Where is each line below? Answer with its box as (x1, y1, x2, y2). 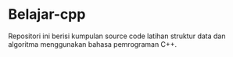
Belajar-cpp (8, 5, 86, 23)
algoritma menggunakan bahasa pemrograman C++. (8, 39, 177, 48)
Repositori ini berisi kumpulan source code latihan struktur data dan (8, 31, 226, 41)
